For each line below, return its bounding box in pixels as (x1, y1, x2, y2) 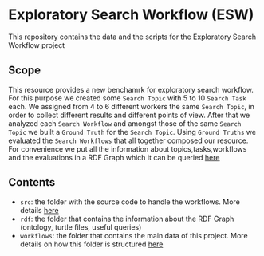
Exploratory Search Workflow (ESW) (8, 6, 254, 24)
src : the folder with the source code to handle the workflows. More (19, 197, 241, 207)
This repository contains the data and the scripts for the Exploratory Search (8, 32, 257, 41)
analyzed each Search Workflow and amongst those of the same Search (8, 118, 242, 128)
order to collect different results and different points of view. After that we (8, 110, 250, 120)
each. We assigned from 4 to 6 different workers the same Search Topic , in (8, 101, 255, 111)
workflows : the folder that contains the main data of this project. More (19, 230, 249, 240)
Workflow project (8, 40, 65, 49)
